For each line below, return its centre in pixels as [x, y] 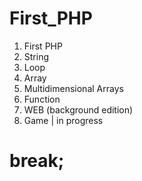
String [36, 56]
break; [37, 161]
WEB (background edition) [78, 109]
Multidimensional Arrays [73, 88]
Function [42, 99]
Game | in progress [63, 120]
